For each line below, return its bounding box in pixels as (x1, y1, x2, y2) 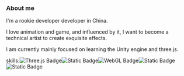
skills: (6, 57, 20, 64)
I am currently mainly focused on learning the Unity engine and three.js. (6, 46, 179, 53)
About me (6, 4, 35, 12)
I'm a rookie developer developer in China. (6, 17, 108, 24)
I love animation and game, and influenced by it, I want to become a (6, 28, 169, 35)
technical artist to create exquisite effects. (6, 35, 107, 42)
